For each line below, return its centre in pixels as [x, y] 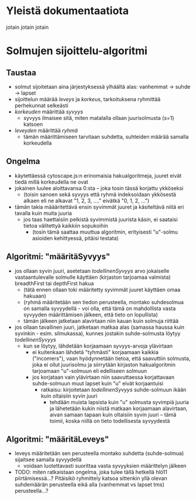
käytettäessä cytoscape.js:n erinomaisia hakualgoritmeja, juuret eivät [98, 175]
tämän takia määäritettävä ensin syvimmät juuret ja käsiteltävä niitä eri [99, 206]
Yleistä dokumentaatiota [67, 11]
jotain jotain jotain [27, 27]
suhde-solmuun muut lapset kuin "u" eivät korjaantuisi [98, 383]
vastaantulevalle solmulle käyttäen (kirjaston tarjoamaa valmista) [93, 277]
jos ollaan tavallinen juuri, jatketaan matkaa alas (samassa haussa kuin [99, 327]
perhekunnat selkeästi [41, 105]
